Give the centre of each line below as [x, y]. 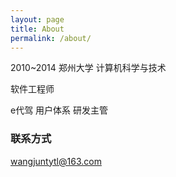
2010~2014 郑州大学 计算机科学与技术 [88, 68]
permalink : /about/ [51, 38]
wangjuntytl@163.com [56, 161]
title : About [37, 29]
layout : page [37, 19]
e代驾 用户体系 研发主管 [59, 110]
